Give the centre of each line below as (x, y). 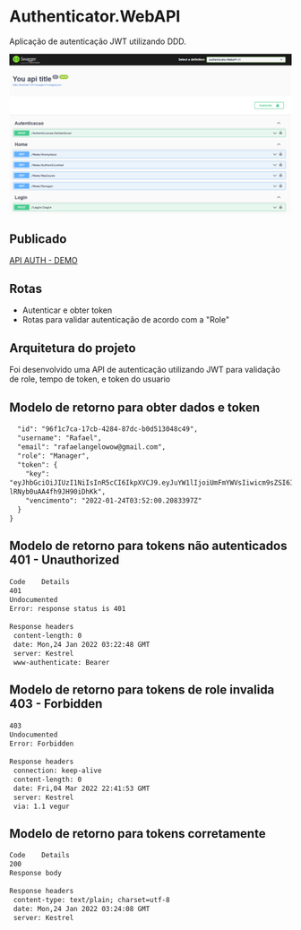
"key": (38, 474)
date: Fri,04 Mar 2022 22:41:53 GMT (82, 788)
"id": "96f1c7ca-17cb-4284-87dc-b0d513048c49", (108, 429)
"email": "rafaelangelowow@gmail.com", (92, 447)
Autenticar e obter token (67, 310)
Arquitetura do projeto (73, 348)
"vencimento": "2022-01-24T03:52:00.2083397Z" (114, 500)
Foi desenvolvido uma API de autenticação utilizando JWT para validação (145, 370)
